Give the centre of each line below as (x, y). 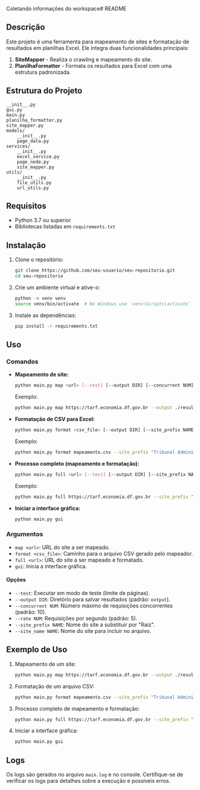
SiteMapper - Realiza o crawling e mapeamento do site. (83, 59)
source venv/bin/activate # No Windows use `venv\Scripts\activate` (103, 304)
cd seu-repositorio (39, 276)
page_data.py (33, 141)
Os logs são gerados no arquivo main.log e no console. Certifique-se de (95, 775)
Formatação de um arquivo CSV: (54, 686)
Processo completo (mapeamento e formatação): (77, 463)
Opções (16, 580)
